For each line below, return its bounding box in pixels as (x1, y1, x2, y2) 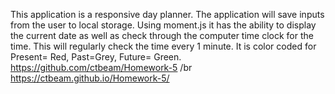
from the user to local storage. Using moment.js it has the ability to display (10, 19, 317, 31)
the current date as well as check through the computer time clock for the (10, 30, 314, 41)
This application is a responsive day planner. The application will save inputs (10, 9, 325, 20)
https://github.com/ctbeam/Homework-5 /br (10, 62, 193, 73)
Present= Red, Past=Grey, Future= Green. (10, 51, 182, 63)
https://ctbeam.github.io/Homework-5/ (10, 72, 170, 84)
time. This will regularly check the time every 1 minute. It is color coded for (10, 40, 317, 52)
